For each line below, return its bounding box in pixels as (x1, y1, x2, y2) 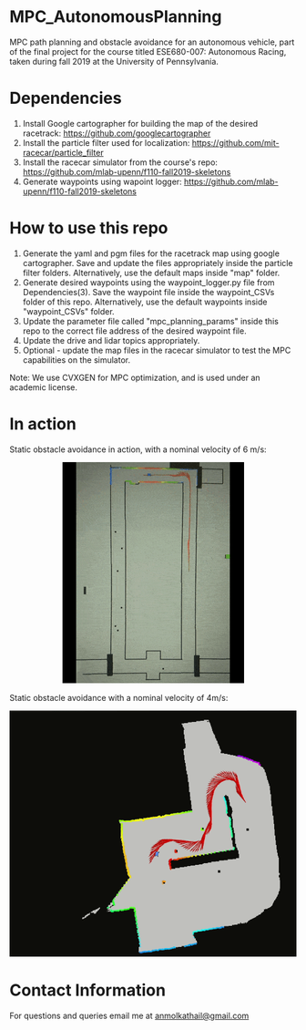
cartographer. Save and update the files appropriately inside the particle (22, 257, 293, 268)
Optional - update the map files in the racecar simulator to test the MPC (22, 345, 291, 355)
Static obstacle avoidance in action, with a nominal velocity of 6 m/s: (9, 444, 267, 455)
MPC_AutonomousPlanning (9, 6, 222, 27)
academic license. (9, 381, 77, 393)
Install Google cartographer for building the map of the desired (22, 118, 259, 129)
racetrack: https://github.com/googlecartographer (22, 128, 211, 139)
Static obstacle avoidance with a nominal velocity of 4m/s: (9, 692, 229, 703)
